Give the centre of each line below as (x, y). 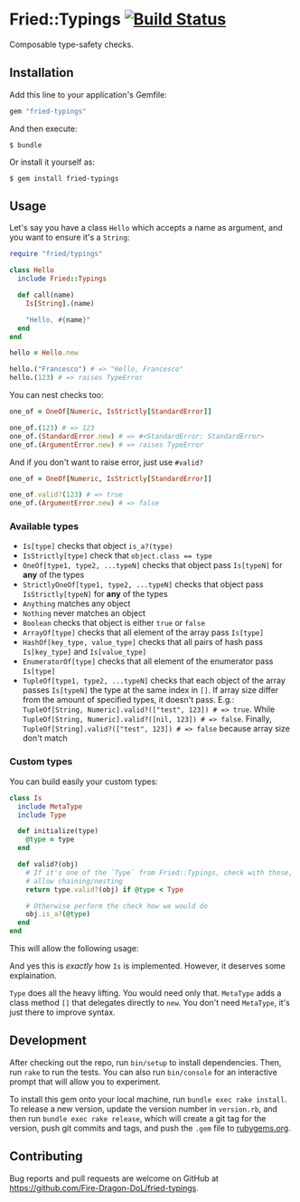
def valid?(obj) (48, 865)
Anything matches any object (76, 604)
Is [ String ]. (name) (60, 303)
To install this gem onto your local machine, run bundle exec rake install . (148, 1099)
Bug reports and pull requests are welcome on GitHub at (114, 1178)
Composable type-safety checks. (71, 44)
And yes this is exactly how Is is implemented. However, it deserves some (148, 966)
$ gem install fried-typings (64, 178)
